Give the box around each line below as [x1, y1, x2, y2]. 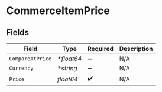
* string [57, 64, 77, 72]
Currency [9, 65, 34, 71]
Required [88, 45, 114, 53]
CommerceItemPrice [6, 4, 111, 18]
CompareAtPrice [9, 56, 52, 62]
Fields [6, 28, 30, 38]
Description [119, 45, 153, 53]
